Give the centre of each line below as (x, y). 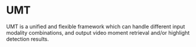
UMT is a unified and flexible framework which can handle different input (96, 26)
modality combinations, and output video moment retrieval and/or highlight (98, 32)
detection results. (28, 39)
